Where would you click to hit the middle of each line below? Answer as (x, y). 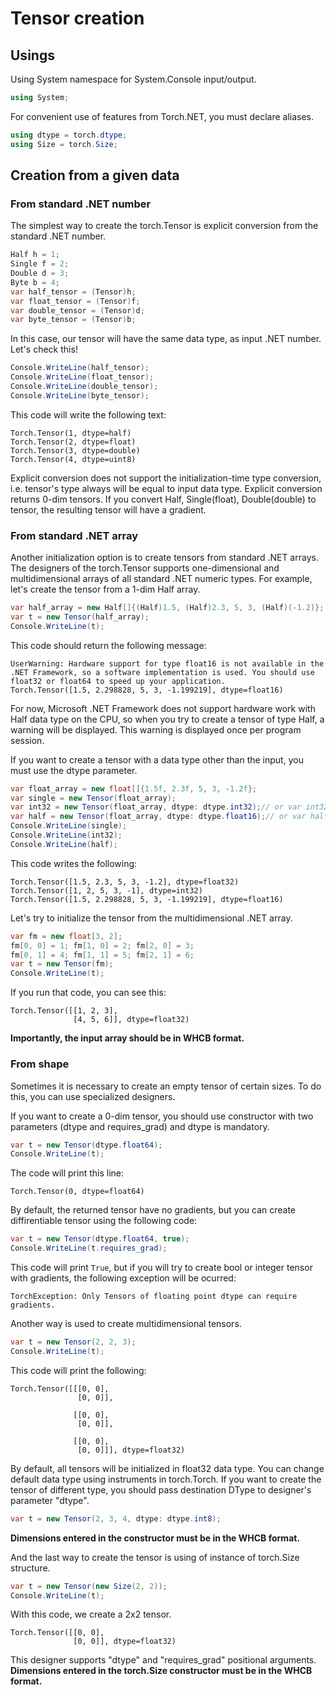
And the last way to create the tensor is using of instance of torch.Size (155, 1557)
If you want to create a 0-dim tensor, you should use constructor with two (162, 1116)
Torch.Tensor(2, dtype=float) (73, 442)
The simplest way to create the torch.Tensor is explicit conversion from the (164, 226)
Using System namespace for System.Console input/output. (133, 79)
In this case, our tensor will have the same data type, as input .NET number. (166, 339)
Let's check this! (44, 349)
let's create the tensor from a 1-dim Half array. (105, 589)
